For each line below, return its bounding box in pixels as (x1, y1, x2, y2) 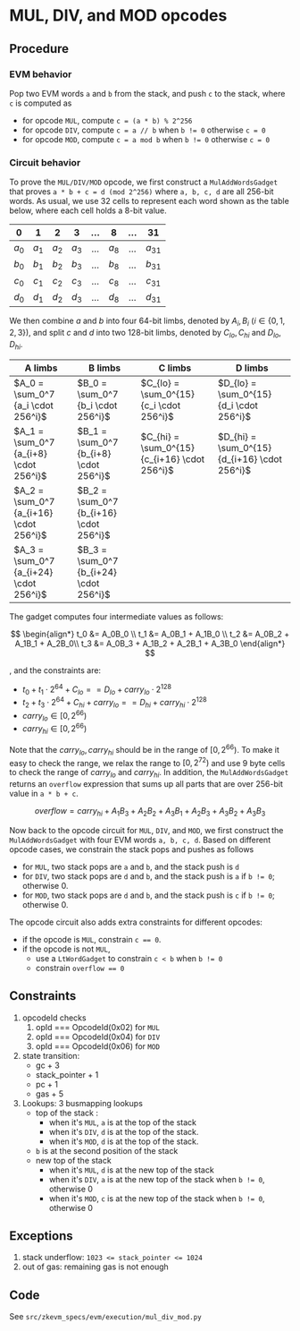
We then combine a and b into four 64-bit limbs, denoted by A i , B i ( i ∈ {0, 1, (9, 315, 286, 328)
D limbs (235, 362, 269, 374)
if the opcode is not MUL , (21, 943, 111, 954)
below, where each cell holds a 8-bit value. (9, 205, 167, 216)
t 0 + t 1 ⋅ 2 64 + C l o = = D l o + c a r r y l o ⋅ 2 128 (21, 682, 172, 696)
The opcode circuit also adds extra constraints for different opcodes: (9, 917, 263, 927)
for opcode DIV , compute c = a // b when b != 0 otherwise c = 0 (21, 124, 266, 135)
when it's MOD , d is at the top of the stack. (48, 1136, 199, 1147)
